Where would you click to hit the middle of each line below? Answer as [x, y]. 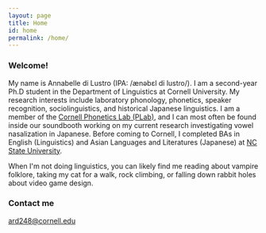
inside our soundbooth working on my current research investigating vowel [131, 125]
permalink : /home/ [39, 38]
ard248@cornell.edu [42, 220]
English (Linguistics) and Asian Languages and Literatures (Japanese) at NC [133, 142]
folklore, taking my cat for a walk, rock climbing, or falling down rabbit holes [132, 174]
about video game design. [51, 183]
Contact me [31, 204]
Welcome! [29, 66]
